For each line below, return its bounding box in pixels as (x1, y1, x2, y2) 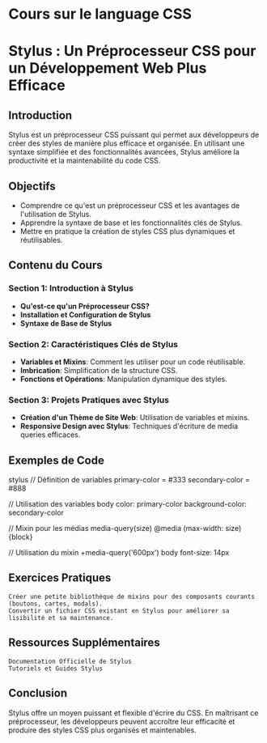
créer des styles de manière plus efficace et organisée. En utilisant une (8, 138, 245, 148)
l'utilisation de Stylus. (19, 210, 91, 219)
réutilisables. (19, 236, 63, 244)
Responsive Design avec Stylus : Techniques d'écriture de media (19, 422, 239, 431)
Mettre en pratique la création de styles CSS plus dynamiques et (19, 227, 235, 236)
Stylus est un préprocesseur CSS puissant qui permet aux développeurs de (8, 130, 260, 140)
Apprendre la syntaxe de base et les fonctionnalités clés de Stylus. (19, 218, 243, 227)
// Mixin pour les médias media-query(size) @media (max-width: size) (8, 524, 242, 533)
